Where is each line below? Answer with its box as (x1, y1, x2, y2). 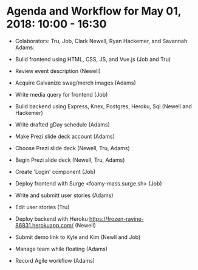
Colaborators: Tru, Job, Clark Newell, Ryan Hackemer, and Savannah (15, 37, 188, 44)
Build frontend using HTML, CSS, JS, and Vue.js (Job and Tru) (15, 55, 171, 63)
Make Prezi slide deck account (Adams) (15, 133, 115, 140)
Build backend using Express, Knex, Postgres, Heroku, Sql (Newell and (15, 102, 193, 110)
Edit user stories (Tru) (15, 203, 70, 210)
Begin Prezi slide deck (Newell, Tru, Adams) (15, 156, 125, 164)
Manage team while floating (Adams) (15, 245, 108, 252)
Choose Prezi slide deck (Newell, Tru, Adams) (15, 144, 131, 151)
